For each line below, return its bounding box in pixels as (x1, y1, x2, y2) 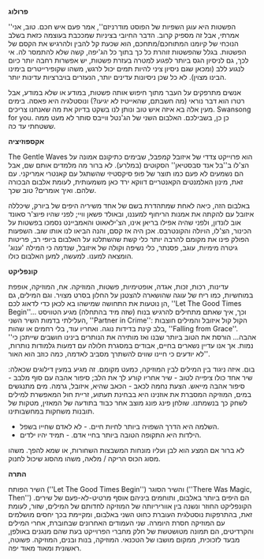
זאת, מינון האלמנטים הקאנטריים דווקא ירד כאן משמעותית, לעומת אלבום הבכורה (8, 177, 244, 187)
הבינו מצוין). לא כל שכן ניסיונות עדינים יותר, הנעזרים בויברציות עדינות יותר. (8, 73, 227, 81)
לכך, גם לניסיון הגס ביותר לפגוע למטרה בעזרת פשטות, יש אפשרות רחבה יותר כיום (8, 55, 249, 65)
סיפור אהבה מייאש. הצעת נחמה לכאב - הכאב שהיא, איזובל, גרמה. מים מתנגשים (8, 381, 246, 391)
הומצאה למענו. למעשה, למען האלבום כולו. (8, 251, 134, 260)
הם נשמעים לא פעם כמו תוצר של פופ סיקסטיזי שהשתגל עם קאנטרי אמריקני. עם (8, 169, 244, 178)
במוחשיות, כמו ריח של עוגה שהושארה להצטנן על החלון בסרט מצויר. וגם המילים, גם (8, 290, 254, 300)
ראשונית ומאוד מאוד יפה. (8, 543, 82, 553)
